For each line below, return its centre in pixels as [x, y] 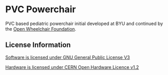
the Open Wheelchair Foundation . [41, 29]
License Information [38, 45]
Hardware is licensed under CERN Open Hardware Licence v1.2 [72, 67]
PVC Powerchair [40, 9]
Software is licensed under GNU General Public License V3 [68, 57]
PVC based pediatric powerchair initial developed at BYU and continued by [84, 23]
